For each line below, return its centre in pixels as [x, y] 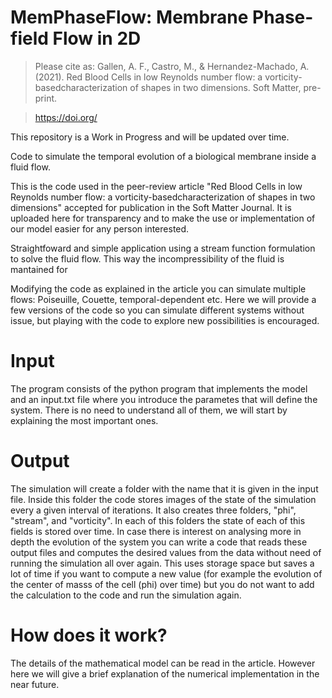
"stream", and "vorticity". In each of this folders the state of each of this [158, 520]
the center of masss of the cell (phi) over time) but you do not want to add [162, 584]
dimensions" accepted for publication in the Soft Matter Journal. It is [151, 207]
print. [46, 98]
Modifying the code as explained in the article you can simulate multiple [158, 288]
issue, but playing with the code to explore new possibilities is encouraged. [165, 320]
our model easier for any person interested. [100, 228]
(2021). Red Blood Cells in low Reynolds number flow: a [148, 77]
